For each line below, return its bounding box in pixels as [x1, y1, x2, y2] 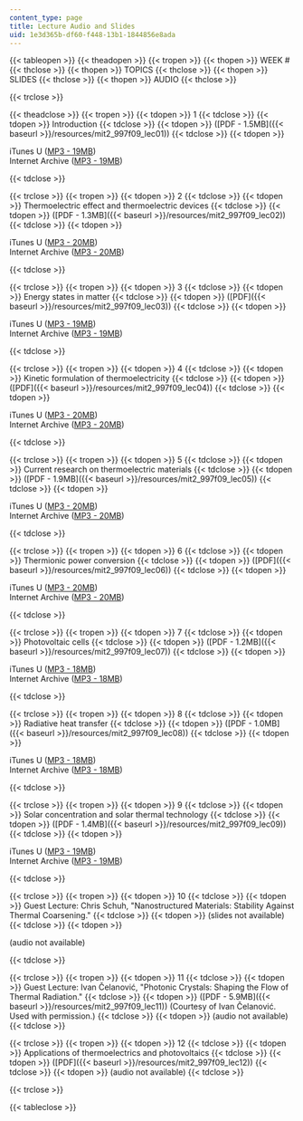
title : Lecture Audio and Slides [9, 22, 136, 31]
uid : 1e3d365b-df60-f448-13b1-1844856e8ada [9, 30, 176, 39]
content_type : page [9, 13, 83, 23]
